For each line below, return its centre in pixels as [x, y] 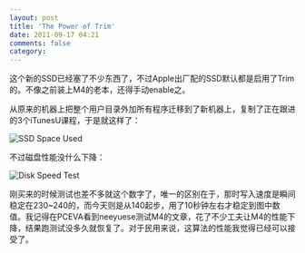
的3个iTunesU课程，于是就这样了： [75, 121]
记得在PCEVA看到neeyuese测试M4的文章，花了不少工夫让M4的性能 [160, 217]
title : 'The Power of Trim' [63, 26]
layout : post [34, 18]
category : [28, 52]
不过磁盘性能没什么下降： [57, 157]
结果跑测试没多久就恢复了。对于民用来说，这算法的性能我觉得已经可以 [156, 229]
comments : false [40, 43]
